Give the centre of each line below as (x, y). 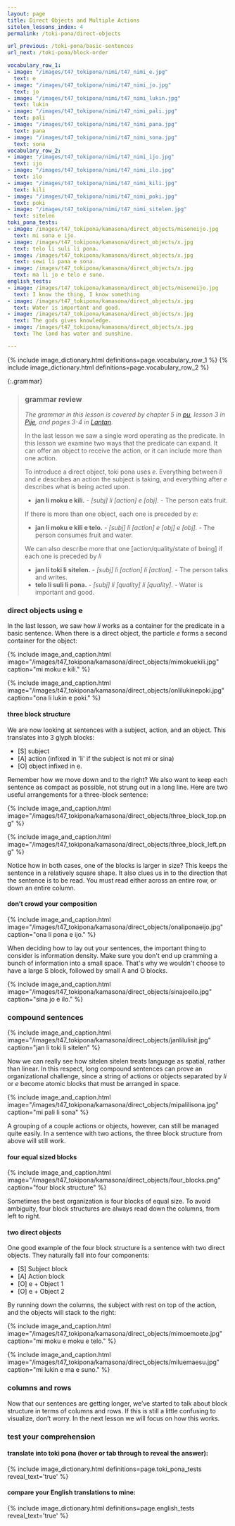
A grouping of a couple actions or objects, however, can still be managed (113, 1126)
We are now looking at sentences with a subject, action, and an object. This (117, 730)
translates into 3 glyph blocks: (51, 737)
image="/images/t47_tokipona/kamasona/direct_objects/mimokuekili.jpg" (113, 662)
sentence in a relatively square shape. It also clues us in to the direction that (117, 873)
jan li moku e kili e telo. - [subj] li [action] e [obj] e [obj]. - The (125, 528)
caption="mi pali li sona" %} (48, 1112)
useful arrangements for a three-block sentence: (78, 794)
